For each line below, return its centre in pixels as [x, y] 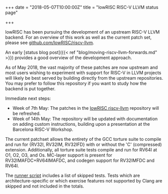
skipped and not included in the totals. [45, 186]
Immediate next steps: [28, 98]
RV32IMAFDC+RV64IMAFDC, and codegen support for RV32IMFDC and [80, 160]
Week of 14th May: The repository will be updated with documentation [85, 119]
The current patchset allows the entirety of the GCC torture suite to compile [83, 139]
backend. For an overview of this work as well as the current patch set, [78, 37]
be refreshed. [27, 113]
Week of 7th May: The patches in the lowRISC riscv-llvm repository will [86, 108]
